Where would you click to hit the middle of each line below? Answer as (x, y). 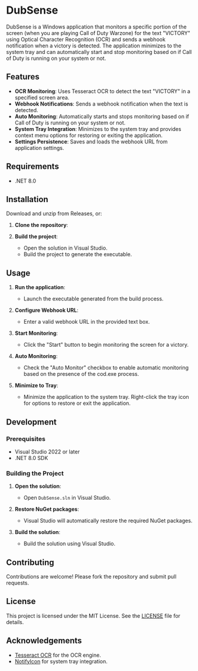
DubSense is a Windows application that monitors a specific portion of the (97, 27)
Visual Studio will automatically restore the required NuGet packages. (108, 521)
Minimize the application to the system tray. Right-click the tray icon (106, 397)
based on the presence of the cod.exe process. (81, 374)
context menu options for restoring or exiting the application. (89, 135)
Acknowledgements (44, 641)
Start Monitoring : (36, 333)
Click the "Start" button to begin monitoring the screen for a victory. (106, 345)
